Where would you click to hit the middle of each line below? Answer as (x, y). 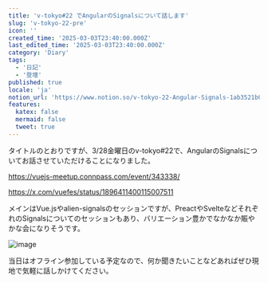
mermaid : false (41, 120)
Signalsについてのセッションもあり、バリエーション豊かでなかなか (132, 218)
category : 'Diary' (39, 53)
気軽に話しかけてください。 (67, 270)
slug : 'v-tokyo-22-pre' (48, 23)
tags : (17, 61)
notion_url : (28, 97)
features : (25, 104)
